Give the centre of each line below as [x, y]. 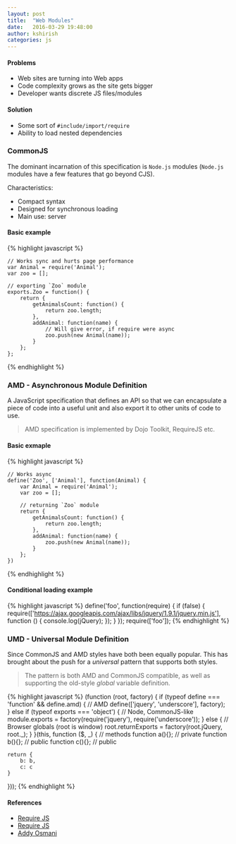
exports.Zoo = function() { [49, 292]
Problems [22, 63]
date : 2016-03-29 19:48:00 [50, 27]
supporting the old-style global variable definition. [97, 683]
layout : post [26, 14]
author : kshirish [33, 34]
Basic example [29, 232]
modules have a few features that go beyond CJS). [81, 174]
